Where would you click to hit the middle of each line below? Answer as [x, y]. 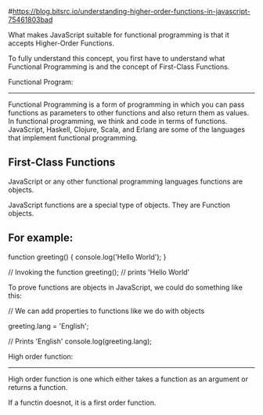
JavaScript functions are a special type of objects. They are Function [119, 205]
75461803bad [31, 20]
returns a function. [38, 387]
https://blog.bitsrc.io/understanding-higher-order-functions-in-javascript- [131, 11]
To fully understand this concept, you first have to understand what [117, 58]
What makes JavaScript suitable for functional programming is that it [119, 35]
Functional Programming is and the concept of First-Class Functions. [119, 67]
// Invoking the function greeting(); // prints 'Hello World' [99, 272]
